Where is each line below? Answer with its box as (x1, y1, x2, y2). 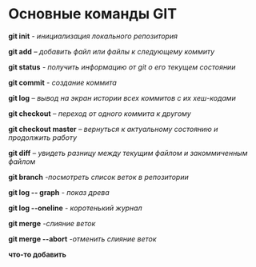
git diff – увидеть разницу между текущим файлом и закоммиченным (8, 148, 248, 157)
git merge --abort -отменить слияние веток (8, 233, 158, 244)
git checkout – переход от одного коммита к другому (8, 109, 192, 118)
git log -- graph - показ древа (8, 187, 110, 197)
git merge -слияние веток (8, 218, 96, 228)
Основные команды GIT (8, 5, 178, 23)
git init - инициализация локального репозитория (8, 31, 178, 41)
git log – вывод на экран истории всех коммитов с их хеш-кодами (8, 93, 236, 102)
